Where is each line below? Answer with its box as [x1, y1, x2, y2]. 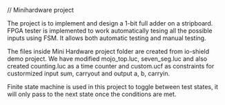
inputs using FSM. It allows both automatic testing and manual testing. [7, 34, 206, 42]
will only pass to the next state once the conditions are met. [7, 90, 177, 98]
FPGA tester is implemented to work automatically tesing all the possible [7, 27, 213, 35]
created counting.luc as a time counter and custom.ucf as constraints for [7, 62, 215, 70]
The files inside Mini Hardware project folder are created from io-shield [7, 48, 210, 55]
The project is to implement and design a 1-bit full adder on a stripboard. [7, 19, 213, 27]
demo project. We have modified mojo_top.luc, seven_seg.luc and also [7, 55, 208, 63]
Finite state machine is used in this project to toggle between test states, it [7, 83, 219, 90]
